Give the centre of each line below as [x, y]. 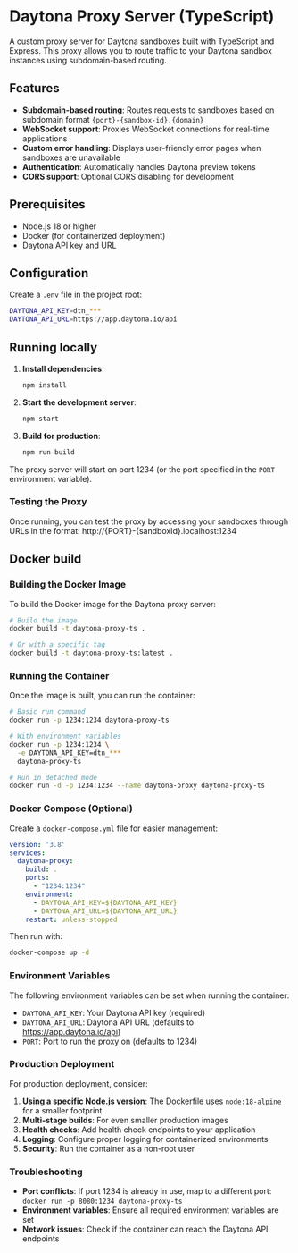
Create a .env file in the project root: [76, 295]
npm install [44, 385]
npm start [41, 419]
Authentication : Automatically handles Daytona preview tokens [139, 166]
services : [28, 853]
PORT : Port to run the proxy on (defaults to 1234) [110, 1041]
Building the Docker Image [68, 585]
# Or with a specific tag [57, 645]
